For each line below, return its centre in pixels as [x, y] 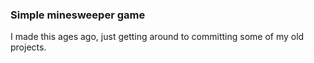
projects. [28, 47]
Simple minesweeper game [78, 15]
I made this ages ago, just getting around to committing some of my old [157, 37]
